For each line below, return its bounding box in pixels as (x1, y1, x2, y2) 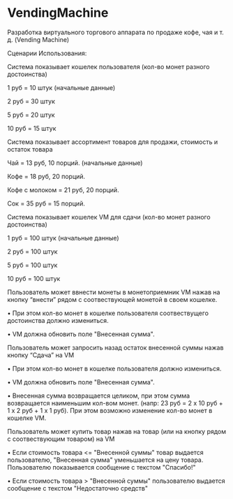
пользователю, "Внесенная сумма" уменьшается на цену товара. (7, 456, 204, 464)
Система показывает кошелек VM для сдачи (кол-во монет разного (7, 212, 211, 221)
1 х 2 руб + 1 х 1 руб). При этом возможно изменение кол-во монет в (7, 406, 213, 414)
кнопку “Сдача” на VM (7, 351, 75, 359)
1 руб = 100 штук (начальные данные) (7, 233, 120, 242)
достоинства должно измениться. (7, 316, 110, 324)
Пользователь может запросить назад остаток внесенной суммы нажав (7, 343, 224, 352)
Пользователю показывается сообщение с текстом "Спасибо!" (7, 463, 197, 471)
